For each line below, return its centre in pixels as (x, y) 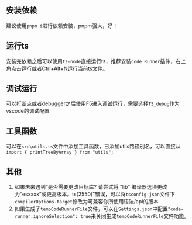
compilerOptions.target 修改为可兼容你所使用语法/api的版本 (87, 202)
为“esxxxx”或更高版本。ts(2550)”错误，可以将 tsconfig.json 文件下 (95, 194)
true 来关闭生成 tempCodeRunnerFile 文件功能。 (135, 216)
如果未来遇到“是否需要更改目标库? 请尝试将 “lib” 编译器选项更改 (91, 187)
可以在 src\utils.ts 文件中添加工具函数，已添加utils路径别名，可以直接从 (93, 146)
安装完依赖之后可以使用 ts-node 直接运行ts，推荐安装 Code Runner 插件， (91, 61)
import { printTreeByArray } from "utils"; (60, 153)
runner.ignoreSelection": (46, 217)
